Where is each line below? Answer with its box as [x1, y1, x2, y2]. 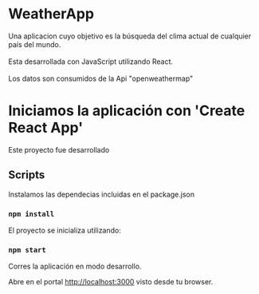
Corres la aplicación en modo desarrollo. [8, 261, 142, 272]
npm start [8, 245, 46, 254]
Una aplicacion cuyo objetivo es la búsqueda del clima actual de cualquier [8, 31, 252, 41]
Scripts [8, 169, 45, 182]
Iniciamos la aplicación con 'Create [8, 101, 245, 120]
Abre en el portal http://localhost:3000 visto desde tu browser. [8, 277, 214, 287]
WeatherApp [8, 5, 94, 23]
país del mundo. [8, 39, 61, 49]
